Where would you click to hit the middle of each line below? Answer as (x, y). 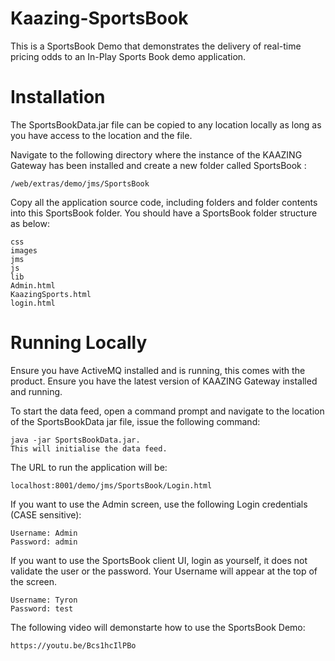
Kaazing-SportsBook (99, 18)
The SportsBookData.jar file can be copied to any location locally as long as (166, 124)
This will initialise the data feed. (89, 448)
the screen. (34, 581)
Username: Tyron (44, 600)
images (24, 250)
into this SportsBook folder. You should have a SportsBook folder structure (164, 213)
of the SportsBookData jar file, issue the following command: (135, 421)
